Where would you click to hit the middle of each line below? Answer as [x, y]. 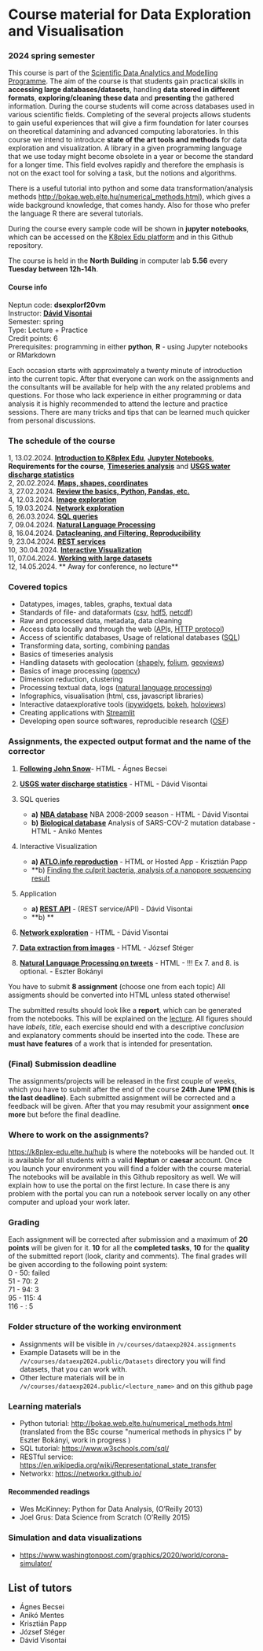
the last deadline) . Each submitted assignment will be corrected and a [122, 1097]
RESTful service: [46, 1457]
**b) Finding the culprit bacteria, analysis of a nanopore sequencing [141, 870]
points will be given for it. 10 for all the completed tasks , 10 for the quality [129, 1248]
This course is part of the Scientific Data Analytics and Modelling [113, 73]
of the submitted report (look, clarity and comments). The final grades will [128, 1256]
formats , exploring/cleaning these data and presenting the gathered [121, 98]
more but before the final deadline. [64, 1114]
